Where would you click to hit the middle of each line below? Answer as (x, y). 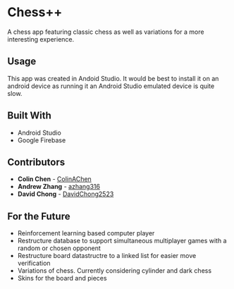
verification (34, 263)
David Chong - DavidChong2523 (66, 194)
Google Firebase (42, 140)
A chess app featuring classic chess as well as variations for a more (106, 32)
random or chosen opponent (59, 248)
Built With (29, 116)
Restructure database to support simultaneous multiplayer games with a (122, 241)
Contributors (36, 162)
